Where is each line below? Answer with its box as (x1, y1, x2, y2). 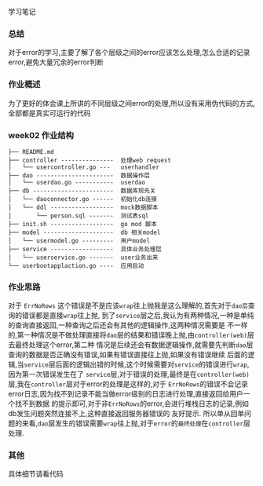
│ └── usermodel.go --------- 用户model (8, 236, 151, 245)
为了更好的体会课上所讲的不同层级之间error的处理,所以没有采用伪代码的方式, (8, 98, 255, 108)
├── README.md (8, 148, 55, 155)
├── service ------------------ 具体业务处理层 (8, 245, 163, 253)
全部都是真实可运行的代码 (8, 108, 91, 118)
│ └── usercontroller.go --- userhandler (8, 163, 159, 171)
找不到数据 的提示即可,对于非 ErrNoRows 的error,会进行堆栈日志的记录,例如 (14, 399, 249, 408)
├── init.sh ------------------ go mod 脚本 (8, 220, 157, 228)
